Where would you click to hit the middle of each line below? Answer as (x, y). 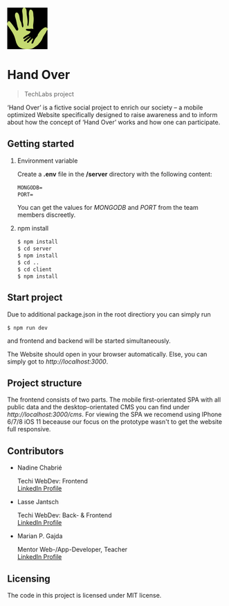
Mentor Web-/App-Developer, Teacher (72, 550)
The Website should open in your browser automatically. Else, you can (107, 354)
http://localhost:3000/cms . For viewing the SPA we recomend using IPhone (114, 415)
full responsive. (29, 429)
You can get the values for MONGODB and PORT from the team (108, 207)
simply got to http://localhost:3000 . (58, 362)
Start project (35, 297)
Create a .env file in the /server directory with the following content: (114, 174)
